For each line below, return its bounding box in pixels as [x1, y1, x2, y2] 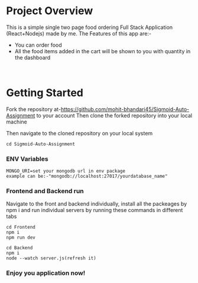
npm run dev [6, 235, 35, 240]
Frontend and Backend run [6, 187, 84, 196]
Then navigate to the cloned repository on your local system [6, 129, 153, 136]
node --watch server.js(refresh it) [6, 255, 96, 261]
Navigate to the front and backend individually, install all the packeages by [6, 200, 187, 207]
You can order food [14, 41, 62, 48]
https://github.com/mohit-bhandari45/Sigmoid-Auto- [60, 105, 190, 113]
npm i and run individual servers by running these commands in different [6, 207, 183, 214]
